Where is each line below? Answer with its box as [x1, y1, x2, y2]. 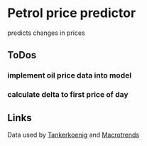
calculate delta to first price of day [7, 90, 129, 100]
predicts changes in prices [7, 28, 85, 37]
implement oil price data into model [7, 71, 132, 80]
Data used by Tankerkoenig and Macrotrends [7, 130, 140, 139]
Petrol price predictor [7, 5, 136, 21]
